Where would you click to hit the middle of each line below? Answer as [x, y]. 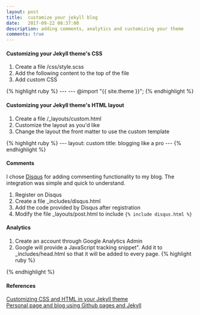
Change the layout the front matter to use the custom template [92, 131]
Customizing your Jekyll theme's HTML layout [65, 105]
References [21, 285]
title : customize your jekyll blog [52, 17]
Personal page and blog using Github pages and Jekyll [74, 305]
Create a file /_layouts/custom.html [58, 119]
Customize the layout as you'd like [57, 125]
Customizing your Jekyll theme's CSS [54, 53]
